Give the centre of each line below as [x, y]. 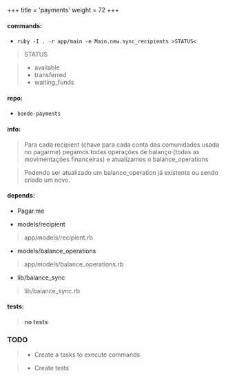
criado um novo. [47, 180]
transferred [50, 75]
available [47, 67]
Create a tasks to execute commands [87, 355]
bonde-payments [39, 114]
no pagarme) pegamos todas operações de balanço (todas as [112, 151]
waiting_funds [54, 83]
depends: [21, 196]
